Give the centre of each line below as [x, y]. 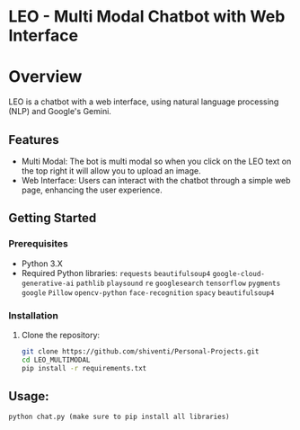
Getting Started [53, 218]
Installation [34, 315]
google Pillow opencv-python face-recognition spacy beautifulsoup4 [148, 293]
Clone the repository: [61, 335]
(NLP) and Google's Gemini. [60, 112]
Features [34, 140]
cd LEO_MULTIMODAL [56, 360]
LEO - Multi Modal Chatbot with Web [147, 17]
